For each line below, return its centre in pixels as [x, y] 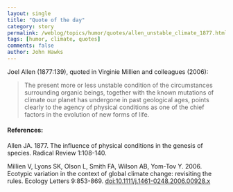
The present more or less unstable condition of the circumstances [118, 85]
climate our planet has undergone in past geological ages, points [116, 99]
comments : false [31, 46]
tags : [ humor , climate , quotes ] [54, 39]
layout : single [29, 13]
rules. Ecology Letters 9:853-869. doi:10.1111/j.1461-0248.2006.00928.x [109, 181]
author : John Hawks [35, 52]
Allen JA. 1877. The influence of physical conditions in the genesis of [105, 146]
